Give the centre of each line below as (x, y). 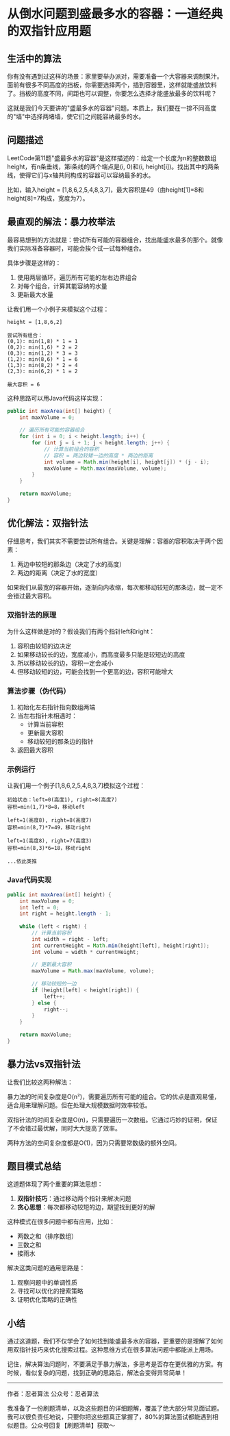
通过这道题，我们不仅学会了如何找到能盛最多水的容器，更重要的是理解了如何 (115, 1341)
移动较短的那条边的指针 (60, 742)
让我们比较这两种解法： (40, 1082)
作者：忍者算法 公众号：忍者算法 (53, 1394)
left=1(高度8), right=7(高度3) (50, 841)
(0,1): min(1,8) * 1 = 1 (42, 341)
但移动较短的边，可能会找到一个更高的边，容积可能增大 (95, 671)
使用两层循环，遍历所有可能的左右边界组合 (77, 277)
